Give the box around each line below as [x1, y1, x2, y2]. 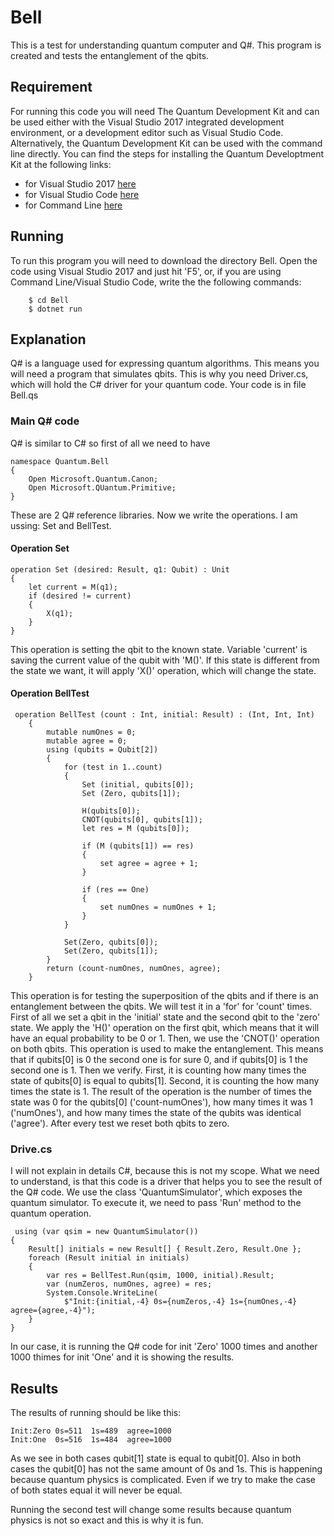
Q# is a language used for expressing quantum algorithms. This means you [10, 357, 320, 370]
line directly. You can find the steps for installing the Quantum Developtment [10, 147, 325, 160]
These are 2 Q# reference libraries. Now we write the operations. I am [10, 509, 298, 521]
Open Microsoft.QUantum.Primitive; [28, 482, 177, 493]
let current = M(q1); [28, 582, 118, 592]
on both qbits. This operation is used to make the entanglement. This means [10, 1043, 324, 1055]
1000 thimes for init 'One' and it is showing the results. [10, 1351, 235, 1363]
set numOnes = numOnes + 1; [99, 902, 217, 913]
